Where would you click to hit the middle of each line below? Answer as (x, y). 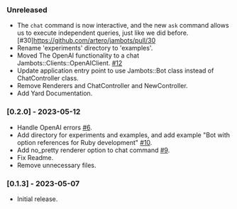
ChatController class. (48, 78)
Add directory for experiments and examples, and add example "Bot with (123, 135)
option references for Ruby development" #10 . (84, 142)
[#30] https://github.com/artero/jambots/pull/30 (86, 41)
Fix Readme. (35, 157)
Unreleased (27, 10)
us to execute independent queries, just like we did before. (103, 33)
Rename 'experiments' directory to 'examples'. (85, 48)
